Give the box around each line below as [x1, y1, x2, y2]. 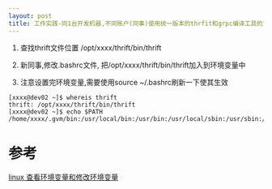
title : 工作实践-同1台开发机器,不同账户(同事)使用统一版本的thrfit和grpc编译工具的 [8, 19, 263, 28]
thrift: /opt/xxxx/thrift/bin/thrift [8, 101, 136, 109]
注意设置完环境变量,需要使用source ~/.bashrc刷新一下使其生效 [19, 77, 229, 87]
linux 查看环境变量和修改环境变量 [8, 172, 119, 183]
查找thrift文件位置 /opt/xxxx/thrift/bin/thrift [19, 42, 162, 53]
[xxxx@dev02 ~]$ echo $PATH [8, 107, 104, 116]
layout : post [8, 11, 53, 20]
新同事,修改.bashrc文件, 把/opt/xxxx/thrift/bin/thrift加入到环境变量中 [19, 60, 246, 70]
